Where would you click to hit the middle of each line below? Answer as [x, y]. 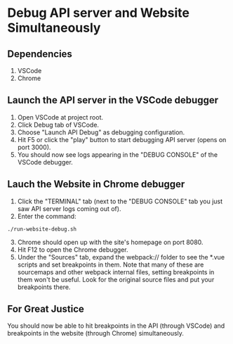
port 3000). [34, 147]
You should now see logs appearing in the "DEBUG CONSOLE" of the [118, 154]
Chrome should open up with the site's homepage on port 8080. [110, 242]
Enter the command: [47, 216]
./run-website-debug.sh [42, 229]
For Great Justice [46, 309]
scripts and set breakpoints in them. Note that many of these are [111, 265]
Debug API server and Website [98, 13]
